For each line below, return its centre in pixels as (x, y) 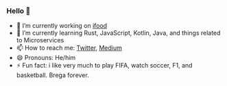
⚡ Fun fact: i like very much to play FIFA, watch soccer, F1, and (104, 66)
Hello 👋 (19, 11)
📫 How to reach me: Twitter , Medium (69, 48)
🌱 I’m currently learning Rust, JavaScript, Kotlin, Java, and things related (118, 33)
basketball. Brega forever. (53, 75)
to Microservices (40, 40)
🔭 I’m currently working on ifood (62, 26)
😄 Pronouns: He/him (46, 58)
